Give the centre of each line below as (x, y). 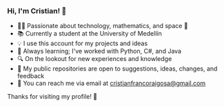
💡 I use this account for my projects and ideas (82, 43)
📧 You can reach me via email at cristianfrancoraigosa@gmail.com (111, 83)
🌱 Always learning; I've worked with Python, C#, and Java (99, 51)
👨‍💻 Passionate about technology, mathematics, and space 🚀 (102, 26)
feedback (31, 76)
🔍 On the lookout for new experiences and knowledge (94, 59)
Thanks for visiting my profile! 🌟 (52, 97)
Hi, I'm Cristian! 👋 (37, 11)
